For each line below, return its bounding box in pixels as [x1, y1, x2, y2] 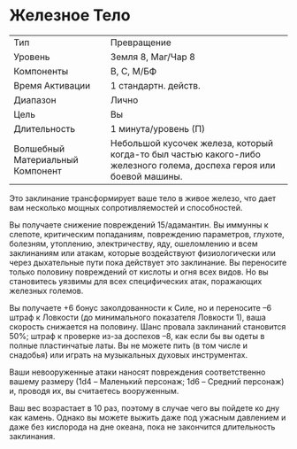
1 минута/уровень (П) [110, 122, 206, 135]
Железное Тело [9, 5, 131, 26]
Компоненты [13, 65, 69, 77]
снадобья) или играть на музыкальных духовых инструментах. [9, 349, 248, 360]
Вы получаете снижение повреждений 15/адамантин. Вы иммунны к [9, 219, 269, 230]
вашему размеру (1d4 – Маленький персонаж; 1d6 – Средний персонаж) [9, 375, 285, 386]
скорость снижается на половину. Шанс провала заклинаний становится [9, 321, 286, 332]
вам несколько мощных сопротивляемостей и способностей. [9, 202, 243, 213]
